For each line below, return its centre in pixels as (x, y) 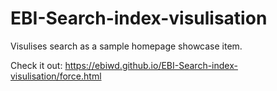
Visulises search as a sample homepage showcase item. (126, 46)
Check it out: (36, 65)
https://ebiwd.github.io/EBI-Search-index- (151, 65)
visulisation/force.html (56, 76)
